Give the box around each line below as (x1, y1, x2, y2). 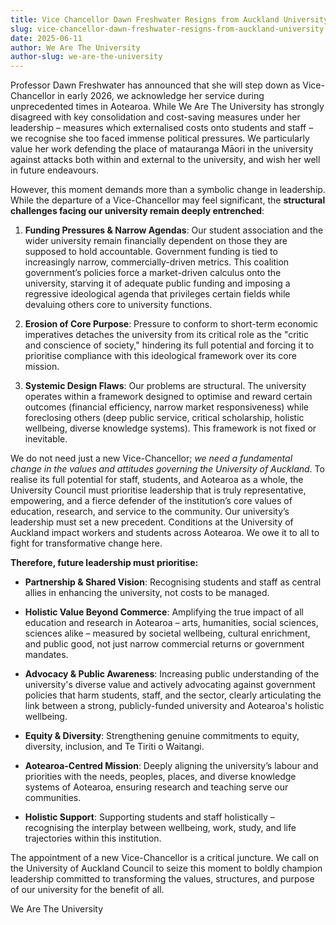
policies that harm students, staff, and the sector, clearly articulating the (24, 689, 322, 701)
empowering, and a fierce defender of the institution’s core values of (10, 495, 293, 507)
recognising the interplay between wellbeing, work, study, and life (24, 822, 297, 834)
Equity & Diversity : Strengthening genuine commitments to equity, (24, 730, 300, 742)
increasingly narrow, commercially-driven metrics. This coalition (24, 256, 290, 268)
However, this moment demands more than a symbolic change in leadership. (10, 184, 326, 196)
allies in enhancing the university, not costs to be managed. (24, 587, 270, 599)
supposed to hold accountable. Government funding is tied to (24, 246, 278, 258)
